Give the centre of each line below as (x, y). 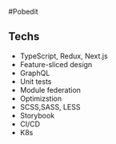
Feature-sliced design (56, 64)
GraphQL (35, 73)
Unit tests (36, 81)
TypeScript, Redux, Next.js (64, 56)
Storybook (37, 115)
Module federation (50, 90)
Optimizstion (41, 98)
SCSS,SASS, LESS (50, 106)
